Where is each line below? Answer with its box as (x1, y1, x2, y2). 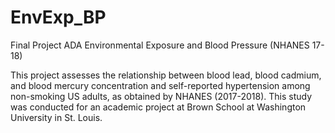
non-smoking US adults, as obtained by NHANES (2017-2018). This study (10, 90, 312, 102)
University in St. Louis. (10, 111, 103, 123)
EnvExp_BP (10, 6, 107, 29)
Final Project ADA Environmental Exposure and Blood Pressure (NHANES (10, 39, 310, 51)
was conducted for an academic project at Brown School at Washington (10, 101, 307, 113)
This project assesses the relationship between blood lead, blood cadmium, (10, 69, 322, 81)
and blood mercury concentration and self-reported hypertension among (10, 79, 311, 91)
